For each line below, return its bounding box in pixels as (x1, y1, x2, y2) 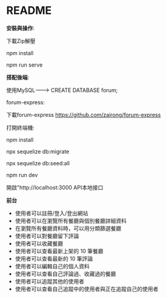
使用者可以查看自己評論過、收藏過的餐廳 (15, 270, 116, 277)
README (6, 4, 52, 18)
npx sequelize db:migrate (6, 148, 70, 155)
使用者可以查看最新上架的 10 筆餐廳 (15, 247, 104, 254)
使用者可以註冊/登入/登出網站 (15, 210, 88, 217)
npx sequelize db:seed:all (6, 159, 70, 167)
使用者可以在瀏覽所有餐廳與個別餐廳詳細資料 (15, 217, 127, 224)
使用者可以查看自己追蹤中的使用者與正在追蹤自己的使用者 (15, 285, 159, 293)
